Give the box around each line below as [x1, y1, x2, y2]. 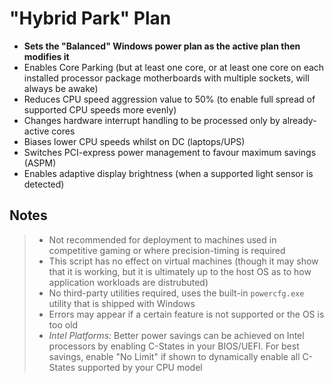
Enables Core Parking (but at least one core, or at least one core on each [23, 61, 325, 73]
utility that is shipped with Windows [48, 297, 196, 309]
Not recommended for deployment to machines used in [48, 233, 277, 246]
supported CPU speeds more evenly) [23, 103, 177, 116]
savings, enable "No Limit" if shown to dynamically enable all [48, 350, 301, 362]
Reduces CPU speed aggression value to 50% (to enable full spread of [23, 93, 316, 105]
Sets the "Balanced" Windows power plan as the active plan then [23, 40, 301, 52]
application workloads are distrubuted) [48, 276, 209, 288]
